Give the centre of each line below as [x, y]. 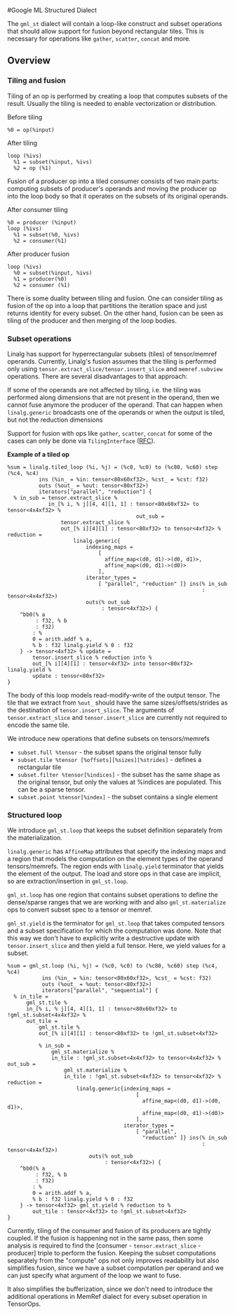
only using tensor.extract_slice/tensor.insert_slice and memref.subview [115, 368]
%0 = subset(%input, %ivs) [53, 273]
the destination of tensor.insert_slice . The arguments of [91, 710]
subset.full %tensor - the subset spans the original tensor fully [109, 752]
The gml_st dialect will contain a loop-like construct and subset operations [115, 24]
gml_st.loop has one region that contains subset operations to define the [113, 895]
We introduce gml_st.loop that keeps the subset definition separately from [115, 830]
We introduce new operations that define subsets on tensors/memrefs [109, 738]
